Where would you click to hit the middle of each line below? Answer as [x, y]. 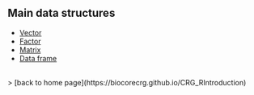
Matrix [30, 50]
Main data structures [61, 13]
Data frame [38, 58]
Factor [30, 41]
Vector [30, 32]
